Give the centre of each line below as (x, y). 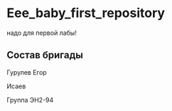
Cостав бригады (45, 55)
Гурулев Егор (27, 72)
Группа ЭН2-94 (30, 100)
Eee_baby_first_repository (86, 13)
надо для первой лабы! (42, 33)
